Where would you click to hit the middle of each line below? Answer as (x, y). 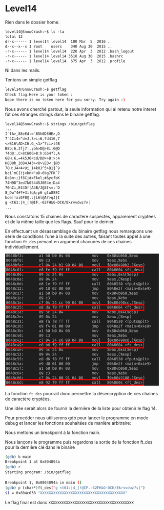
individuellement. (22, 247)
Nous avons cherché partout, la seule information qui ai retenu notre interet (81, 109)
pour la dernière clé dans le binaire (40, 447)
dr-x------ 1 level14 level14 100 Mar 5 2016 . (58, 41)
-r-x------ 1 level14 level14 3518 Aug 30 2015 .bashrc (64, 56)
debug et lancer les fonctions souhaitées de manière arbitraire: (68, 423)
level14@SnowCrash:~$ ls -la (35, 32)
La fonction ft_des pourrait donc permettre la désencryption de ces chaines (82, 393)
